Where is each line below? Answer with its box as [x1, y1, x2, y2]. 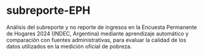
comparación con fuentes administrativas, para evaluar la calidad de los [6, 36, 187, 43]
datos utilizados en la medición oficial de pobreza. [6, 43, 132, 50]
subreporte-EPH [6, 4, 91, 17]
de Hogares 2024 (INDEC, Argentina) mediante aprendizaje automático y [6, 30, 189, 37]
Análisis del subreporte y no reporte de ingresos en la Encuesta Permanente [6, 23, 198, 31]
